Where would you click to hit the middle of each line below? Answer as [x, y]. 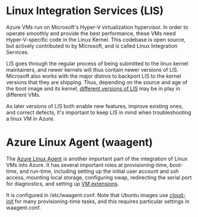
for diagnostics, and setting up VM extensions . [63, 183]
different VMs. [24, 95]
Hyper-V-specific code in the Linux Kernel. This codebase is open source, [96, 39]
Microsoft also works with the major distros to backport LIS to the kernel [94, 76]
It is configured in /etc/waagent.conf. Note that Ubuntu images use [87, 195]
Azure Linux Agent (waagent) [80, 143]
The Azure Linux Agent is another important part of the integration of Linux [97, 158]
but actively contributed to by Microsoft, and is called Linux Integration [92, 46]
